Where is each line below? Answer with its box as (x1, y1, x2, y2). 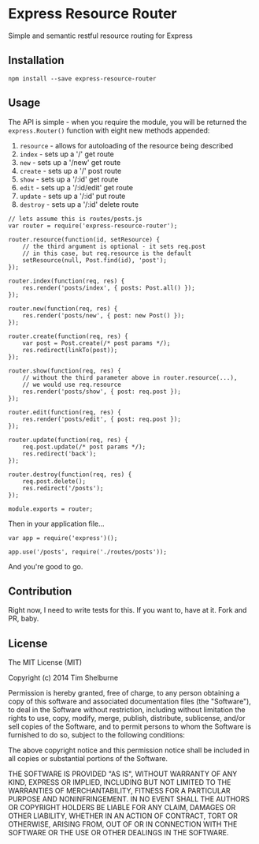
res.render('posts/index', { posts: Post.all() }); (22, 283, 195, 292)
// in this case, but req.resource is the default (22, 249, 192, 257)
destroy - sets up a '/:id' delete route (19, 199, 139, 209)
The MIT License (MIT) (8, 658, 83, 667)
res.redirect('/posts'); (22, 484, 104, 492)
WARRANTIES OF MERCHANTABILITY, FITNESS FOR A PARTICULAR (8, 786, 231, 796)
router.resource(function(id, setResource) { (8, 235, 160, 243)
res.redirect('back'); (22, 449, 97, 458)
